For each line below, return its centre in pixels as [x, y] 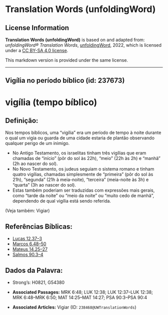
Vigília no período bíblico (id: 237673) [65, 81]
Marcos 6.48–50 [29, 244]
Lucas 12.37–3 [27, 239]
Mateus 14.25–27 [30, 249]
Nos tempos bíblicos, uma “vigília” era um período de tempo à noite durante [83, 133]
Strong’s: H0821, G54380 [38, 282]
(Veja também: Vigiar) [27, 211]
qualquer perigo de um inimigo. [37, 143]
